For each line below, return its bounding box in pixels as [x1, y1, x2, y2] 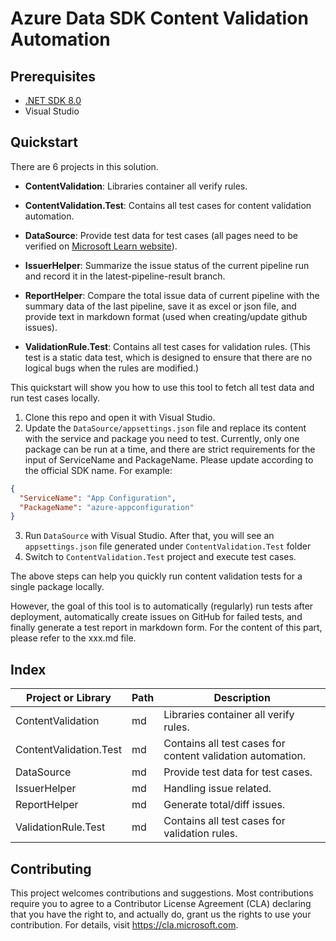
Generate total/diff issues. [163, 798, 286, 812]
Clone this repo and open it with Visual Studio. [24, 411, 216, 423]
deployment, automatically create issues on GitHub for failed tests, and [10, 611, 303, 623]
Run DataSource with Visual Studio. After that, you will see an [24, 530, 275, 542]
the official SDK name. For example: [24, 464, 173, 476]
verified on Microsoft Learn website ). [24, 240, 178, 252]
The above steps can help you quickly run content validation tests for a [10, 570, 303, 582]
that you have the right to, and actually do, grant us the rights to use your [10, 908, 312, 920]
